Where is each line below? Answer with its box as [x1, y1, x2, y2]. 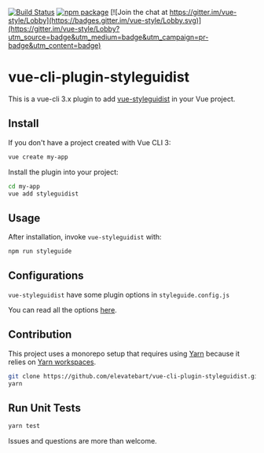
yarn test [8, 422, 41, 430]
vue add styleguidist [8, 189, 79, 198]
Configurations [8, 269, 84, 283]
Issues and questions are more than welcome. [8, 437, 157, 446]
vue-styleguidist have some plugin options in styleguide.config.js [8, 290, 230, 299]
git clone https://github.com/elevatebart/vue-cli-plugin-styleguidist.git [8, 372, 262, 380]
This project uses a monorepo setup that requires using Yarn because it [8, 349, 240, 358]
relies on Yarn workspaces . [8, 357, 97, 367]
